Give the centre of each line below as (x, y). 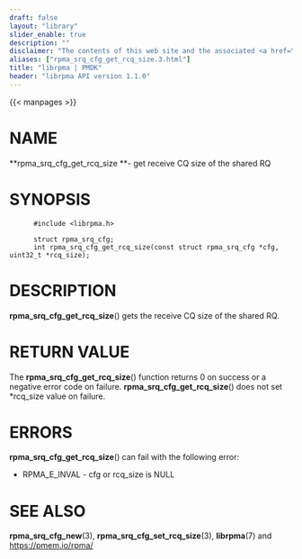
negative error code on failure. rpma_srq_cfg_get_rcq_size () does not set (146, 386)
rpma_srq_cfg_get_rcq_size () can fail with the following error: (124, 457)
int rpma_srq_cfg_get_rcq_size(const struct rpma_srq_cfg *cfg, (156, 247)
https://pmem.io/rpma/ (51, 545)
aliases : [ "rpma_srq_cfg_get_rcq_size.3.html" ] (100, 59)
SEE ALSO (48, 511)
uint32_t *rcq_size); (50, 255)
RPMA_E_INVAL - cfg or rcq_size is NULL (98, 474)
